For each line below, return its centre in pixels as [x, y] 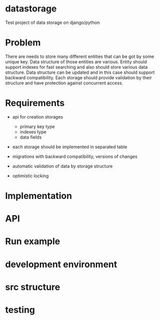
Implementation [39, 196]
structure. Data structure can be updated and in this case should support [80, 72]
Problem [23, 43]
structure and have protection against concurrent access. [64, 83]
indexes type [33, 132]
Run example [33, 241]
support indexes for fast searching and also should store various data [77, 67]
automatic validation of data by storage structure [63, 166]
